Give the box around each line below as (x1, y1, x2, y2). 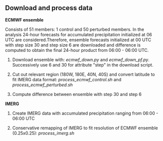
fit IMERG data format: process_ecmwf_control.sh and (12, 76, 122, 82)
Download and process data (5, 4, 93, 12)
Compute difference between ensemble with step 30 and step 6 (12, 91, 142, 97)
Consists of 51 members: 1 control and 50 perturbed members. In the (5, 26, 144, 32)
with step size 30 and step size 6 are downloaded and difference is (5, 42, 141, 48)
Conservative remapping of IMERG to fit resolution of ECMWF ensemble (12, 125, 158, 131)
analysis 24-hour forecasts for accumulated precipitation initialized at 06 (5, 31, 152, 37)
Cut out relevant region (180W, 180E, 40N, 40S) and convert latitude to (12, 71, 155, 77)
